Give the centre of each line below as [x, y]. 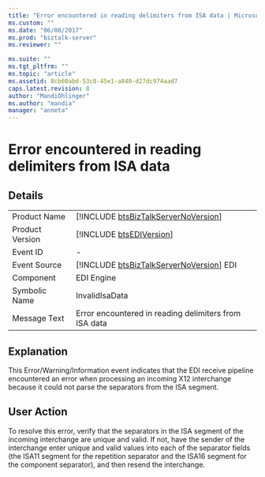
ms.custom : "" [32, 23]
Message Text [38, 318]
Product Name [39, 216]
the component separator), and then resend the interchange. [107, 464]
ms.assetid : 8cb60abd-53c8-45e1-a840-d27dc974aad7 [93, 81]
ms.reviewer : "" [35, 45]
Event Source [37, 265]
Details [26, 195]
